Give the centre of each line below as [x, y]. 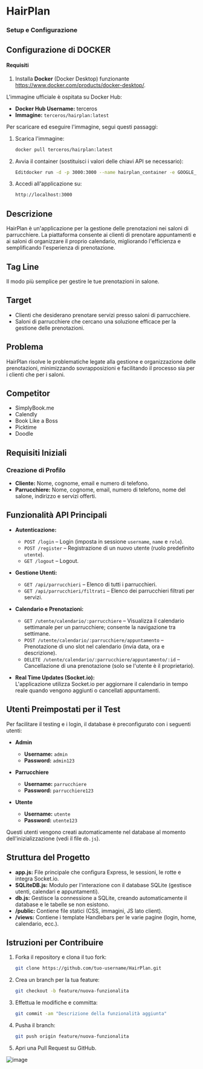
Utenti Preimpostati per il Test [63, 709]
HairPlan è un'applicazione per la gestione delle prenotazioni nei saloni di [98, 228]
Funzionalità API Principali [57, 515]
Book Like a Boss [37, 421]
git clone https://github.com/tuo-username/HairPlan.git [88, 968]
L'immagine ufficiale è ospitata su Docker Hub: [64, 97]
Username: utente [47, 814]
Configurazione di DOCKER [59, 50]
